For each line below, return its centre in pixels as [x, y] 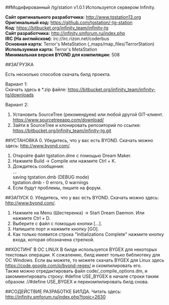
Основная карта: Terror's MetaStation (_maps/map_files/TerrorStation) [80, 44]
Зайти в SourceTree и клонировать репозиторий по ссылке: [77, 125]
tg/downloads [20, 95]
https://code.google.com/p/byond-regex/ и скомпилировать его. [74, 266]
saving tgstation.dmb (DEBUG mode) [51, 177]
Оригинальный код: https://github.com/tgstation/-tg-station [69, 23]
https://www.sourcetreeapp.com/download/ [58, 120]
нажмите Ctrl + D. [32, 218]
